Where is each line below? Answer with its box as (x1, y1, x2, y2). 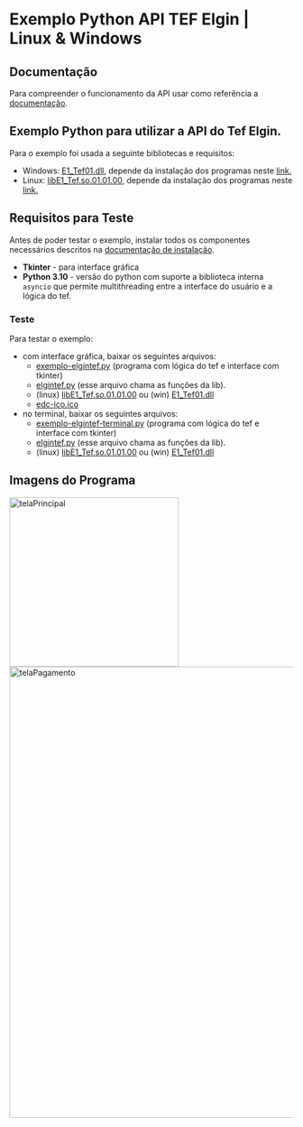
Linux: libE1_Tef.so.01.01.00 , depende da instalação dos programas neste (22, 174, 293, 185)
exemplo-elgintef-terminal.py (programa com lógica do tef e (35, 418, 260, 429)
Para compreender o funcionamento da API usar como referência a (9, 88, 259, 98)
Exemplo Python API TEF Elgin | (9, 9, 250, 30)
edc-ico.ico (35, 398, 79, 410)
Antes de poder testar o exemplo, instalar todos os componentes (9, 235, 251, 245)
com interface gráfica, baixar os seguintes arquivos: (22, 350, 216, 361)
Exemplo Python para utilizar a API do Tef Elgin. (9, 124, 282, 139)
